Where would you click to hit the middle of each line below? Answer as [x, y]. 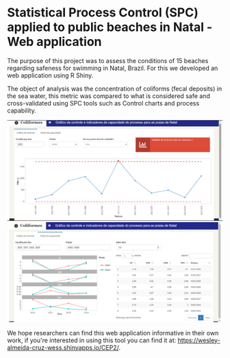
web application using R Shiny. [50, 75]
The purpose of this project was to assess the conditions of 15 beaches [108, 60]
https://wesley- [199, 340]
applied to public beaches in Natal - [110, 27]
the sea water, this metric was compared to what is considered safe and [108, 96]
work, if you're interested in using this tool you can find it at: [92, 340]
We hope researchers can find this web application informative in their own [113, 333]
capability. [22, 110]
